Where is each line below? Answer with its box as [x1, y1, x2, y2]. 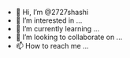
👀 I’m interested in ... [15, 16, 83, 25]
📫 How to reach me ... [15, 42, 89, 50]
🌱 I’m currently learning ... [15, 24, 100, 33]
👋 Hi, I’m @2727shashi [15, 8, 89, 16]
